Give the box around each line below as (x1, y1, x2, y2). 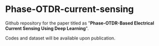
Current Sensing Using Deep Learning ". (5, 25, 89, 31)
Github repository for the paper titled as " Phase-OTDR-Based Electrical (5, 20, 154, 26)
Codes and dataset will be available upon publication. (5, 35, 115, 41)
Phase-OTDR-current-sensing (5, 3, 134, 15)
